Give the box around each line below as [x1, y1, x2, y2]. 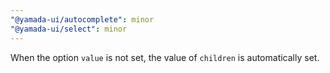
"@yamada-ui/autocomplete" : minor [10, 14, 155, 25]
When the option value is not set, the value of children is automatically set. [10, 51, 320, 63]
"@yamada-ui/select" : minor [10, 24, 128, 34]
